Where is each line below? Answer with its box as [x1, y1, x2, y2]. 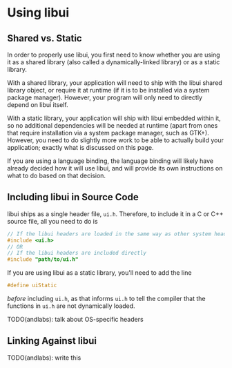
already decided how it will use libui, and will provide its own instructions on [7, 164, 223, 172]
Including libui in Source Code [7, 191, 139, 203]
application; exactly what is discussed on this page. [7, 144, 154, 151]
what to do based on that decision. [7, 171, 106, 180]
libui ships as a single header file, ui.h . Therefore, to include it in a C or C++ [7, 209, 224, 218]
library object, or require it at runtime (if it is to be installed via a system [7, 86, 210, 94]
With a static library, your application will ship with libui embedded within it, [7, 114, 221, 122]
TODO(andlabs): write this [7, 354, 81, 362]
